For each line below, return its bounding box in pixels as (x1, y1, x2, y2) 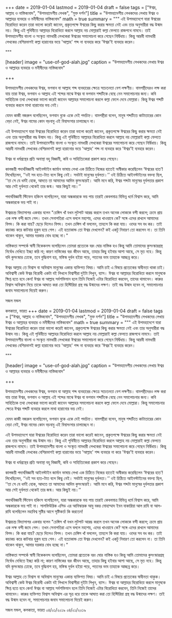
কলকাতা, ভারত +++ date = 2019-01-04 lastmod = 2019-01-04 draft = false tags (5, 308, 163, 314)
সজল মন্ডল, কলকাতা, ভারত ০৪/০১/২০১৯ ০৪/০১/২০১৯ (5, 607, 86, 613)
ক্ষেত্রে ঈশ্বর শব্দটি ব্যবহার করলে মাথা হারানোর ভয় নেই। (5, 406, 85, 411)
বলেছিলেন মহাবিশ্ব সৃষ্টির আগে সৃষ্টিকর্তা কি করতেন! (12, 509, 83, 514)
